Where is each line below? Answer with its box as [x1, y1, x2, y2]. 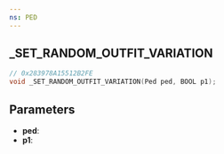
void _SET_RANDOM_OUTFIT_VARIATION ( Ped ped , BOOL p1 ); [9, 77, 217, 87]
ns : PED [9, 12, 38, 22]
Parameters [9, 102, 76, 117]
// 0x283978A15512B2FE [9, 69, 93, 78]
